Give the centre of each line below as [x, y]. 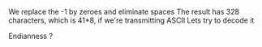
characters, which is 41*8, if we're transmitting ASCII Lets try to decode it [131, 20]
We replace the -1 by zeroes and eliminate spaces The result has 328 [124, 12]
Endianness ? [31, 36]
